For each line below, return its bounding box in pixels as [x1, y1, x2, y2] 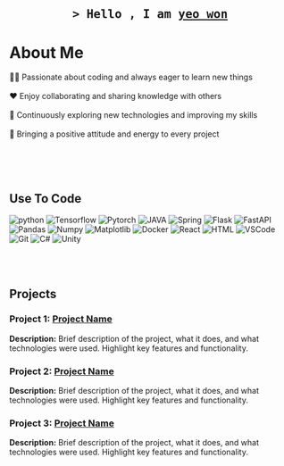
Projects [9, 286, 57, 302]
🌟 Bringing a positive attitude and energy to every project [9, 129, 220, 139]
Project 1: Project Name [9, 312, 113, 325]
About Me [9, 42, 84, 62]
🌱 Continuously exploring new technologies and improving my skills [9, 110, 258, 121]
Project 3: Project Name [9, 417, 114, 429]
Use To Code [9, 191, 82, 206]
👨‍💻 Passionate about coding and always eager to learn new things [9, 71, 253, 83]
